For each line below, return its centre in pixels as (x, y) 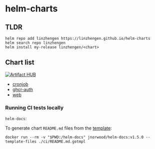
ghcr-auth (23, 89)
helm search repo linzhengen (35, 43)
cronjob (20, 84)
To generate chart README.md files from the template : (59, 128)
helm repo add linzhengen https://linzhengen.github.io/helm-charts (78, 38)
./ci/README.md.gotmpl (62, 142)
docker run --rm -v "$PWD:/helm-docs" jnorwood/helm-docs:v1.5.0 (74, 138)
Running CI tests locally (34, 108)
